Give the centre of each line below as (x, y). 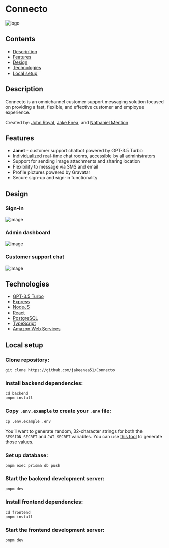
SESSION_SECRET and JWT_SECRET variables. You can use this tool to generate (84, 436)
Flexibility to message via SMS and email (55, 167)
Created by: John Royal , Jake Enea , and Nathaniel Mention (67, 122)
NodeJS (21, 307)
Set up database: (27, 455)
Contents (20, 39)
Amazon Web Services (36, 329)
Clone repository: (27, 360)
